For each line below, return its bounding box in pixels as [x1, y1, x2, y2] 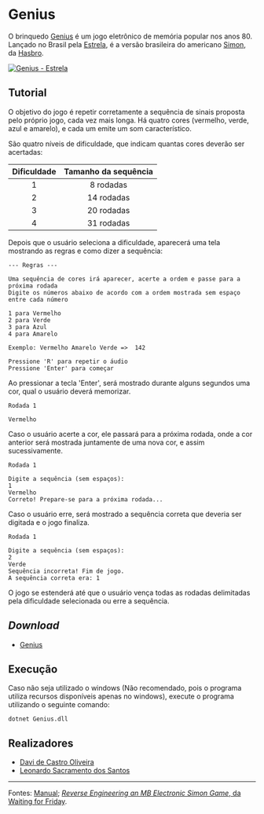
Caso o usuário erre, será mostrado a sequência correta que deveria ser [8, 509, 242, 519]
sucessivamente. [8, 445, 63, 455]
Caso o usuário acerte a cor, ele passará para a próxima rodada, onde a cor [8, 429, 253, 438]
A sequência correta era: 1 [8, 574, 101, 582]
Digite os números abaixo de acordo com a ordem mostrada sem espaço [8, 288, 241, 296]
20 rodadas [86, 204, 130, 215]
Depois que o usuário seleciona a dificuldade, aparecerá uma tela [8, 237, 221, 247]
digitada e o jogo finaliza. [8, 517, 90, 527]
